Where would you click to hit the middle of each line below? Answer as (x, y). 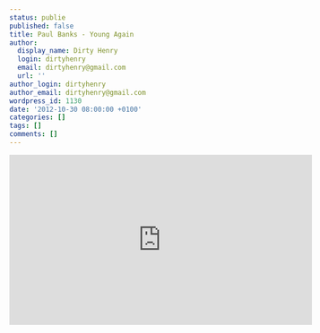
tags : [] (26, 126)
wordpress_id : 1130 (46, 101)
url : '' (32, 76)
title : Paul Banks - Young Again (72, 34)
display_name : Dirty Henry (68, 51)
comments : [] (34, 134)
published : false (42, 26)
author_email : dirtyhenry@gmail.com (78, 92)
